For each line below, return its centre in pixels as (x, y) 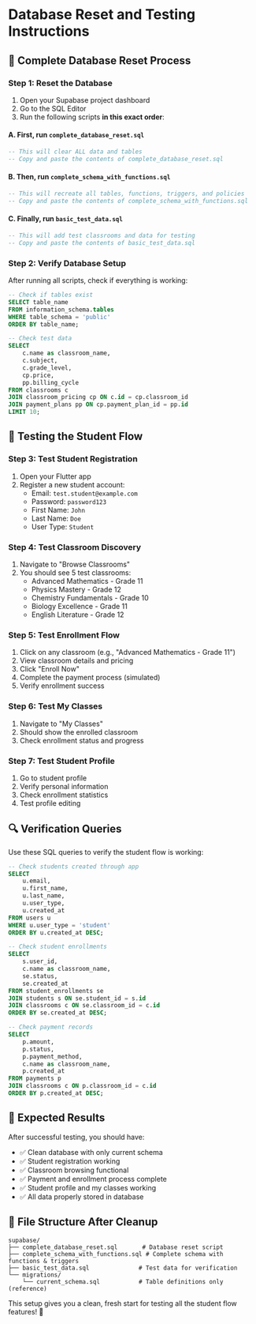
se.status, (40, 976)
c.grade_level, (47, 368)
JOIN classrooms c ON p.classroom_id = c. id (82, 1086)
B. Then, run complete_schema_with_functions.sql (89, 177)
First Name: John (58, 510)
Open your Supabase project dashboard (85, 100)
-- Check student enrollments (58, 947)
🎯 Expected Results (57, 1118)
